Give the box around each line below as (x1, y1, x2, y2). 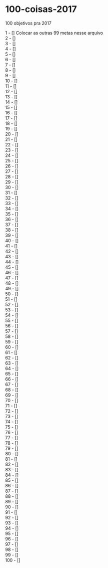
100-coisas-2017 (5, 4, 77, 15)
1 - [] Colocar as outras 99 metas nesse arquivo (5, 30, 103, 36)
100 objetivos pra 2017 (5, 20, 51, 26)
